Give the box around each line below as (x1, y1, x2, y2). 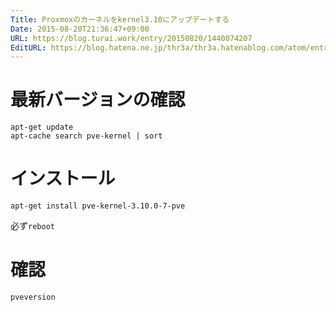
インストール (10, 167, 116, 190)
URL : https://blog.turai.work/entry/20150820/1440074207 (10, 33, 253, 43)
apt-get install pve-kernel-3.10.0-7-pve (10, 201, 186, 211)
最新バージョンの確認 (10, 89, 186, 111)
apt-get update (10, 122, 74, 133)
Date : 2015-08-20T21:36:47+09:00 (10, 24, 150, 34)
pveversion (10, 292, 56, 303)
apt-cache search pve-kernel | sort (10, 131, 163, 141)
